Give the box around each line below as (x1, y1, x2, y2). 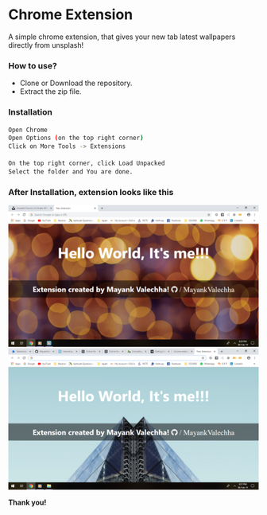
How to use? (8, 60, 57, 71)
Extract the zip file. (19, 87, 82, 96)
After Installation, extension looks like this (8, 186, 174, 197)
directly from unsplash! (8, 40, 84, 49)
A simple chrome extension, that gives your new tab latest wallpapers (8, 32, 236, 41)
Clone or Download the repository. (19, 78, 133, 88)
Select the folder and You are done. (8, 167, 133, 176)
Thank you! (8, 497, 47, 507)
